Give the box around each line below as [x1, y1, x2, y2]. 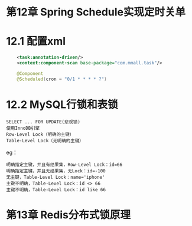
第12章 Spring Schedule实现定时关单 [6, 5, 186, 19]
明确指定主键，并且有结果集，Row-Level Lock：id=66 [6, 162, 123, 168]
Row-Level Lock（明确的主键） [6, 131, 74, 137]
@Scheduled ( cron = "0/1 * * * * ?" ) [17, 76, 108, 82]
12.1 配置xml [6, 35, 66, 48]
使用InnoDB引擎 [6, 125, 40, 131]
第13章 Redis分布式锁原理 [6, 208, 131, 221]
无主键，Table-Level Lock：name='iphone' [6, 174, 105, 180]
